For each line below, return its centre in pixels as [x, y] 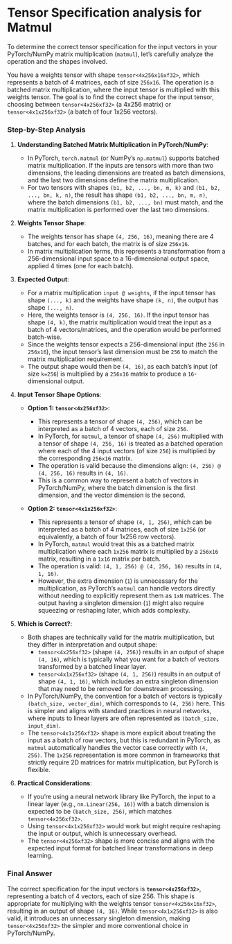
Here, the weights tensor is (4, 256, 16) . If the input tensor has [118, 315]
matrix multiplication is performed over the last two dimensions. [118, 210]
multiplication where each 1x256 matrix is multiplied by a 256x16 [128, 552]
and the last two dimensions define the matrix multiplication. [113, 180]
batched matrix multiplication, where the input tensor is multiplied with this [114, 89]
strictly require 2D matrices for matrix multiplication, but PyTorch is [123, 762]
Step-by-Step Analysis [46, 130]
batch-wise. [45, 337]
